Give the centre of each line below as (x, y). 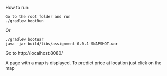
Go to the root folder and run (38, 17)
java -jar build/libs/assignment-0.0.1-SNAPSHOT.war (62, 44)
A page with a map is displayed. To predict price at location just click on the (83, 63)
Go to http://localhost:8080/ (34, 53)
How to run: (17, 7)
